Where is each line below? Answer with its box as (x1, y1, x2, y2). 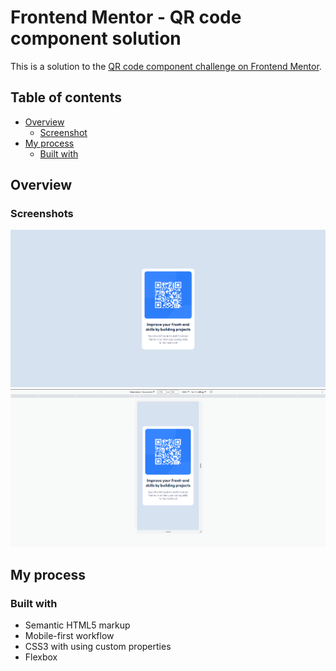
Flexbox (24, 651, 58, 663)
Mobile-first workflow (24, 630, 115, 642)
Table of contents (10, 89, 122, 106)
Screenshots (10, 207, 74, 221)
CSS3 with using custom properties (24, 641, 172, 653)
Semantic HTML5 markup (24, 619, 131, 631)
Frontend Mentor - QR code (10, 6, 242, 29)
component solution (10, 27, 182, 50)
